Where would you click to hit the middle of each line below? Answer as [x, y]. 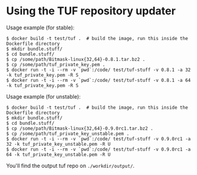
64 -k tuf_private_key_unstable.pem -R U [59, 154]
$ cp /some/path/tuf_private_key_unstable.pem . [68, 133]
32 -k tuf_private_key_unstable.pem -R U [59, 144]
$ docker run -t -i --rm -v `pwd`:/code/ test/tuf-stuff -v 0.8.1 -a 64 [98, 80]
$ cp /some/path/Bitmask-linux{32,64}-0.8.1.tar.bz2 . [76, 59]
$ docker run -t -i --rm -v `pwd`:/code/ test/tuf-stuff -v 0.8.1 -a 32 [98, 70]
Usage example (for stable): [40, 27]
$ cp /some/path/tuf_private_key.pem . [56, 65]
